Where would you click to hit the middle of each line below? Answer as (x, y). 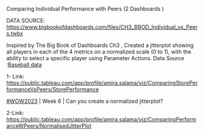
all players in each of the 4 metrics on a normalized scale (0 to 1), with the (99, 52)
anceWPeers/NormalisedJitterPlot (49, 126)
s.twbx (15, 33)
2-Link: (15, 113)
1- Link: (16, 76)
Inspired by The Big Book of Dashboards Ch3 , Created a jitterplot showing (100, 45)
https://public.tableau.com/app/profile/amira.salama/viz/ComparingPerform (101, 119)
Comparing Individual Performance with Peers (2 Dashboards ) (85, 9)
